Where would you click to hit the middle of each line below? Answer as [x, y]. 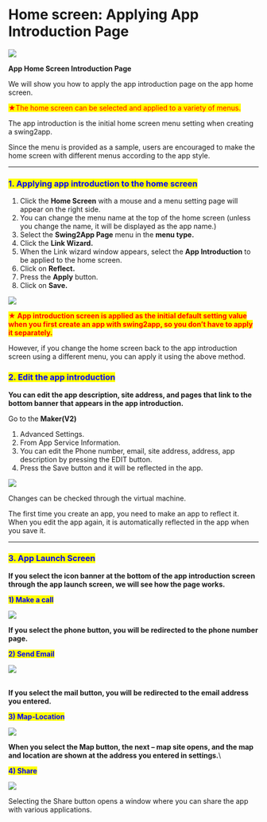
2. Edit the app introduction [62, 377]
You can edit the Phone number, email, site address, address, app [127, 450]
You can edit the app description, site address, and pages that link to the [130, 395]
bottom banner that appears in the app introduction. [96, 403]
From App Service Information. [70, 442]
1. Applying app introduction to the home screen [103, 183]
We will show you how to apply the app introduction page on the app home [131, 84]
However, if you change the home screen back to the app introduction [123, 349]
